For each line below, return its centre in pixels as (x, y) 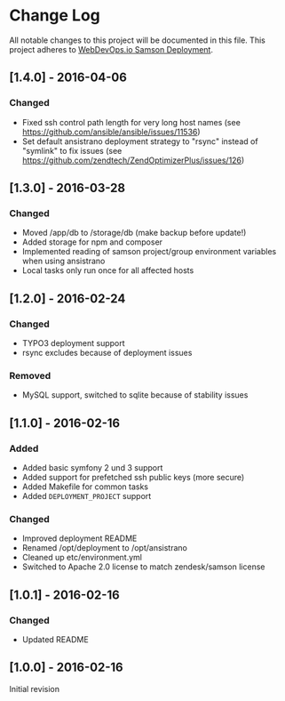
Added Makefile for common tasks (85, 487)
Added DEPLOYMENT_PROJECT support (87, 496)
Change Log (55, 16)
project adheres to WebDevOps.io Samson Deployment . (111, 49)
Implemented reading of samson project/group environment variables (149, 252)
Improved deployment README (79, 538)
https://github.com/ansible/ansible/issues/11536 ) (111, 132)
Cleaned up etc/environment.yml (82, 558)
